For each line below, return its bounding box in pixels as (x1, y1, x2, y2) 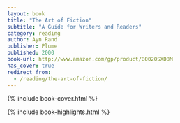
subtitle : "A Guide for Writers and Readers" (7, 23, 142, 30)
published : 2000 (7, 50, 54, 57)
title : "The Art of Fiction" (7, 17, 92, 24)
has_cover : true (7, 62, 54, 69)
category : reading (7, 29, 61, 37)
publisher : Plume (7, 43, 58, 50)
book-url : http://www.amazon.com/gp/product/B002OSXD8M (7, 56, 173, 63)
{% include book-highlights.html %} (7, 108, 110, 116)
